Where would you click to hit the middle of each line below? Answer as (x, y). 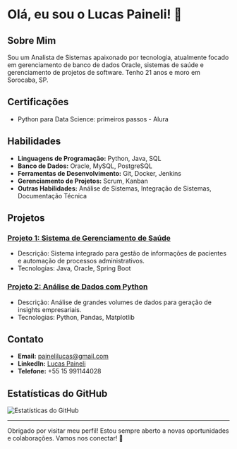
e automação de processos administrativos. (81, 261)
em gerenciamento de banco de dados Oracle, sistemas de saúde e (106, 65)
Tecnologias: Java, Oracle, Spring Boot (74, 268)
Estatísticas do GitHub (57, 394)
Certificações (38, 102)
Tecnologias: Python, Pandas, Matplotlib (76, 317)
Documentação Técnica (52, 196)
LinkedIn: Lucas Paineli (51, 364)
